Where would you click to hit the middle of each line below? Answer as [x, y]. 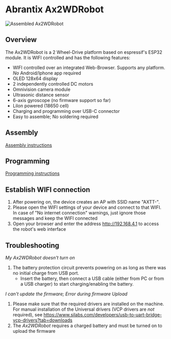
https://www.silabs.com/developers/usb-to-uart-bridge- [103, 315]
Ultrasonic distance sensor [41, 95]
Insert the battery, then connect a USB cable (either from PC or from [92, 278]
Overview [21, 40]
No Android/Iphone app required [47, 73]
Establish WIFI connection [48, 190]
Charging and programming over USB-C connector [66, 111]
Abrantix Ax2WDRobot [55, 9]
